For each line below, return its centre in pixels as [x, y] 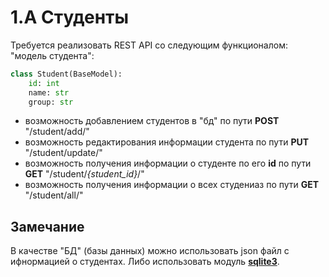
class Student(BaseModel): [66, 74]
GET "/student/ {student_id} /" [84, 174]
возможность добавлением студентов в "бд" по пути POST [152, 121]
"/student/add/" [57, 132]
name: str [49, 92]
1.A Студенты [70, 17]
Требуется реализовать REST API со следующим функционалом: [149, 45]
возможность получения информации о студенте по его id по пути [168, 163]
